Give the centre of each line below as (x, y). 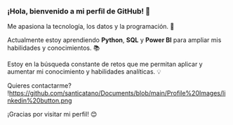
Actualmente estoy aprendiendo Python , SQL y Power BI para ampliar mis (114, 40)
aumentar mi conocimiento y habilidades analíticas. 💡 (84, 72)
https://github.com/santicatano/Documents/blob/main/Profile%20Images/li (118, 93)
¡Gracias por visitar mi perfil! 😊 (52, 114)
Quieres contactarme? (39, 86)
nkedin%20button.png (40, 100)
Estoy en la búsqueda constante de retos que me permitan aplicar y (105, 64)
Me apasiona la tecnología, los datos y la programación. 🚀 (91, 27)
